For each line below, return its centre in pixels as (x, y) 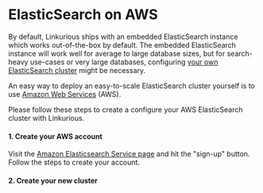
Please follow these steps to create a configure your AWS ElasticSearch (126, 110)
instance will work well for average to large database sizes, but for (117, 53)
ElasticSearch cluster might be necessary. (77, 70)
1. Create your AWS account (56, 136)
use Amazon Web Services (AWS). (65, 94)
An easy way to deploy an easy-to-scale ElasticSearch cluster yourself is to (132, 86)
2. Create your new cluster (53, 180)
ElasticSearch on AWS (83, 15)
